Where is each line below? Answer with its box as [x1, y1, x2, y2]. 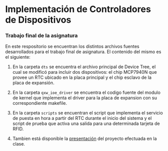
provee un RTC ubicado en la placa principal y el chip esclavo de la [12, 74, 152, 81]
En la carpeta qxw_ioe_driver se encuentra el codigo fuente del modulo [12, 89, 161, 96]
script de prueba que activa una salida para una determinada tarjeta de [12, 120, 160, 126]
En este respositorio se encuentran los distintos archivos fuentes [5, 44, 140, 50]
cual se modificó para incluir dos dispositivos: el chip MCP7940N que [12, 69, 157, 75]
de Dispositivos [5, 14, 71, 26]
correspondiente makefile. [12, 100, 67, 106]
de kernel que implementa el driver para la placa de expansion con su [12, 95, 157, 101]
